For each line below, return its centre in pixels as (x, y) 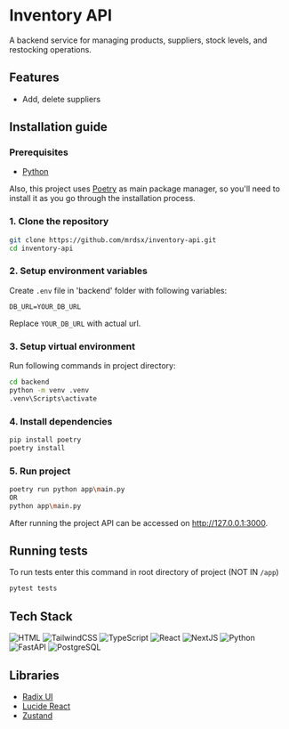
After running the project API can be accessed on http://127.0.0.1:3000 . (139, 522)
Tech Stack (41, 616)
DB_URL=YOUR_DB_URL (45, 307)
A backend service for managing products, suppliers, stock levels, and (138, 40)
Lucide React (46, 706)
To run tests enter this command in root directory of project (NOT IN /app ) (144, 572)
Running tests (49, 551)
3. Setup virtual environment (72, 346)
